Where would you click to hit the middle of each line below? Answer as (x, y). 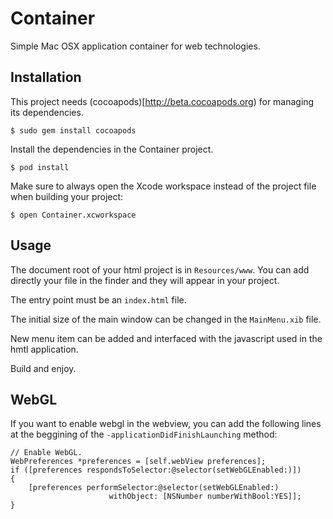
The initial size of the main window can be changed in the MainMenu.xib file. (166, 319)
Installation (46, 77)
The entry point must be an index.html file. (98, 299)
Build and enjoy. (43, 368)
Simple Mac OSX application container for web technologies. (135, 46)
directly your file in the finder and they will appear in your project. (145, 280)
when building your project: (67, 196)
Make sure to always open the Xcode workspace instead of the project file (163, 186)
